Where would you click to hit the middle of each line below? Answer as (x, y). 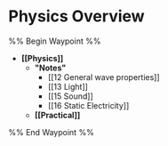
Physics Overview (76, 16)
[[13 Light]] (68, 86)
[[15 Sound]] (71, 96)
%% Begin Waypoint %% (55, 41)
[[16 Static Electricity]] (88, 105)
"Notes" (50, 68)
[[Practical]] (57, 115)
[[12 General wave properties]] (104, 77)
